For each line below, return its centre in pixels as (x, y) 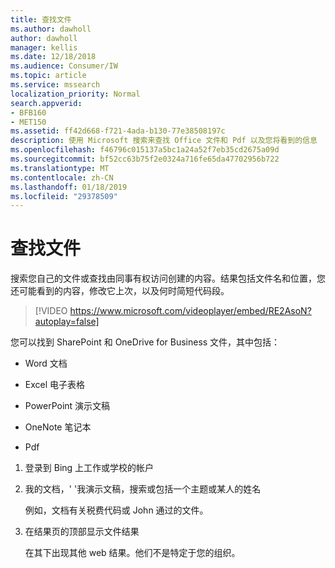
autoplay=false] (67, 322)
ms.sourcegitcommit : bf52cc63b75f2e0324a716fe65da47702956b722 (145, 159)
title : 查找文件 (41, 19)
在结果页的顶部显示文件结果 (82, 532)
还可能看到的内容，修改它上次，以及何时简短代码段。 (120, 291)
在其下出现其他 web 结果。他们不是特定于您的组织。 (132, 553)
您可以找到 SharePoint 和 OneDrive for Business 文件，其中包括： (145, 342)
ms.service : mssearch (55, 85)
